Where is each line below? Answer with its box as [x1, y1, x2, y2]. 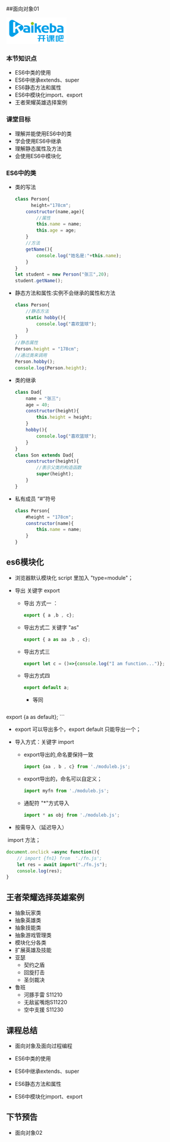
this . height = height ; [36, 414, 93, 421]
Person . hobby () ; [14, 359, 55, 365]
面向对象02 [14, 1129, 43, 1136]
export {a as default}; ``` [6, 714, 65, 721]
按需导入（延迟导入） [14, 823, 67, 831]
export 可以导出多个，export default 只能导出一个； [14, 726, 141, 733]
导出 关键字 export [14, 587, 61, 594]
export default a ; [23, 685, 70, 691]
